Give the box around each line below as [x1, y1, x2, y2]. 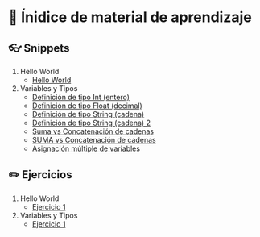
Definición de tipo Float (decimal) [31, 101, 142, 110]
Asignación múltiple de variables [31, 143, 141, 153]
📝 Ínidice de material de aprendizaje [8, 8, 252, 27]
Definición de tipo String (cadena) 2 [31, 118, 151, 127]
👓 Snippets [8, 41, 70, 55]
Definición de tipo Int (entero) [31, 93, 130, 102]
